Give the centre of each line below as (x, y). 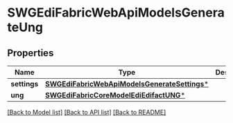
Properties (31, 53)
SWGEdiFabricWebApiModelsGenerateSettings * (127, 84)
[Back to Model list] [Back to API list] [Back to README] (87, 112)
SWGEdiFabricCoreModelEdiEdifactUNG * (115, 95)
